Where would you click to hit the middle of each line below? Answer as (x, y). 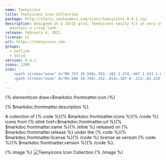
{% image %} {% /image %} (64, 152)
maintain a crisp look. (34, 28)
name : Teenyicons (23, 10)
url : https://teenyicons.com (35, 42)
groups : (13, 46)
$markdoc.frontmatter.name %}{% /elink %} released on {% (66, 127)
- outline (20, 51)
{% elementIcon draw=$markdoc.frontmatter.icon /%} (60, 97)
